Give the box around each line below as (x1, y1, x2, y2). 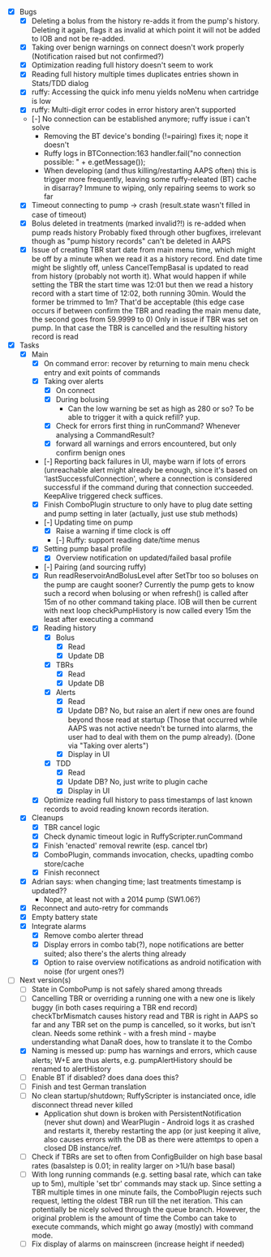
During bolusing (55, 394, 110, 404)
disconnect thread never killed (31, 1099, 133, 1109)
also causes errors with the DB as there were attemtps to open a (43, 1134, 259, 1144)
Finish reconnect (43, 867, 101, 877)
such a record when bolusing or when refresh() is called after (43, 589, 249, 598)
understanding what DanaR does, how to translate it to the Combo (31, 1037, 252, 1047)
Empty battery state (31, 912, 98, 922)
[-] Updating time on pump (43, 517, 133, 527)
